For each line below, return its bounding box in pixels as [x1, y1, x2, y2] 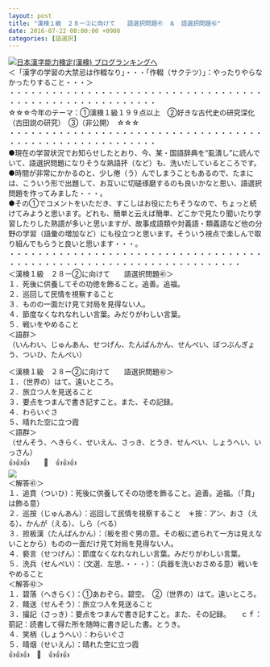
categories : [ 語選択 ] [8, 34, 77, 43]
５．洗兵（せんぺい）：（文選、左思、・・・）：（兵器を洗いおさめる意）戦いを [8, 559, 260, 569]
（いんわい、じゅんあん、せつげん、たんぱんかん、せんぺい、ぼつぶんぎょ [8, 340, 255, 349]
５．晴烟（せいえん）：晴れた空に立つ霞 [8, 640, 139, 649]
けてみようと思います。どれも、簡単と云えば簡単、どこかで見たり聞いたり [8, 209, 255, 219]
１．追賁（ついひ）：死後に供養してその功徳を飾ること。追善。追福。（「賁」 [8, 489, 260, 498]
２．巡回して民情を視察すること [8, 290, 114, 299]
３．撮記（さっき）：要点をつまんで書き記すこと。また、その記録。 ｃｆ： [8, 610, 263, 619]
